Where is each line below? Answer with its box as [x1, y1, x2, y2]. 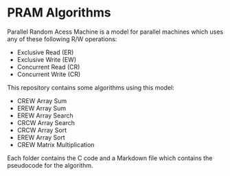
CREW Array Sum [16, 96, 67, 104]
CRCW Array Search [16, 118, 76, 126]
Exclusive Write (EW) [16, 55, 77, 63]
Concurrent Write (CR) [16, 70, 81, 78]
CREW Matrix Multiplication [16, 140, 95, 148]
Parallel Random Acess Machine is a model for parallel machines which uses [7, 27, 224, 36]
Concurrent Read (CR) [16, 63, 80, 71]
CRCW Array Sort [16, 126, 67, 134]
